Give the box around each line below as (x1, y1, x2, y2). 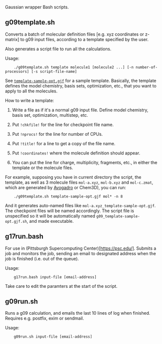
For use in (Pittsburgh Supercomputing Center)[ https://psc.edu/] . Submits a (5, 245, 157, 251)
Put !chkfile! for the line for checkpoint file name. (12, 122, 114, 128)
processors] (5, 69, 29, 74)
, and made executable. (26, 218, 74, 224)
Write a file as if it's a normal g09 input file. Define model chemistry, (12, 107, 148, 113)
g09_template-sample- (96, 214, 140, 219)
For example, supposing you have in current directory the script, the (5, 174, 142, 180)
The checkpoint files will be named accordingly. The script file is (5, 208, 134, 214)
